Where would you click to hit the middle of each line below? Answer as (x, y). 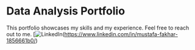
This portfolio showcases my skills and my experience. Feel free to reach (98, 28)
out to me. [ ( (36, 34)
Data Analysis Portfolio (66, 11)
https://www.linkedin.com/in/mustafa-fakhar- (121, 34)
